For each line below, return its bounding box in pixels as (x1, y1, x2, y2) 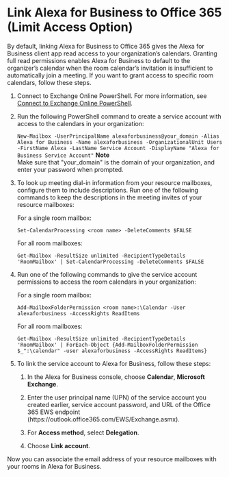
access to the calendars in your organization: (16, 119, 144, 127)
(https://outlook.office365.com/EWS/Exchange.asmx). (27, 415, 180, 423)
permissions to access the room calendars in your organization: (16, 278, 197, 286)
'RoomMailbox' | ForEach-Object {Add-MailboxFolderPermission (16, 341, 198, 348)
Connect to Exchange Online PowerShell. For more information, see (16, 91, 207, 100)
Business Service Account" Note (16, 151, 110, 159)
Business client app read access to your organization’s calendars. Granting (7, 49, 217, 58)
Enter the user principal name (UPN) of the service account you (27, 393, 207, 402)
